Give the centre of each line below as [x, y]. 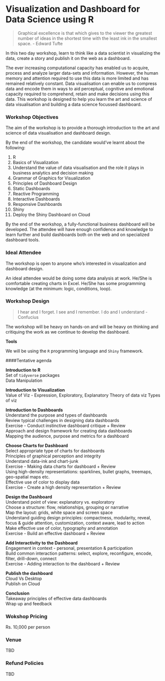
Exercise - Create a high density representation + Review [63, 487]
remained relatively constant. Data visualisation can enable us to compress [81, 83]
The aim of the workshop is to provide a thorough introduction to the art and [82, 128]
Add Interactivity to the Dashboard [42, 543]
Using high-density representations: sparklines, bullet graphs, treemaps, [79, 471]
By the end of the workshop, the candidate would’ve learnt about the [75, 142]
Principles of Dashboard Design [45, 183]
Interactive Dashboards [36, 199]
